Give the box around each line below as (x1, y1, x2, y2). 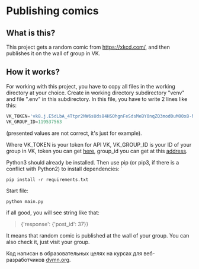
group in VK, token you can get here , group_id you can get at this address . (6, 147, 188, 154)
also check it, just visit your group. (6, 238, 90, 245)
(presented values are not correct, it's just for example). (6, 129, 142, 137)
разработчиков (6, 256, 45, 263)
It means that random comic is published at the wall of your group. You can (6, 232, 190, 239)
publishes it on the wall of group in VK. (6, 50, 101, 57)
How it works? (6, 67, 60, 77)
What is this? (6, 28, 56, 38)
